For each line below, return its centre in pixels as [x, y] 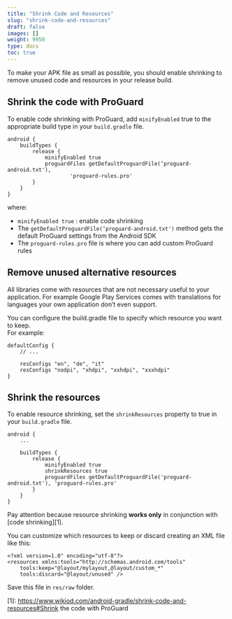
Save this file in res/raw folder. [51, 588]
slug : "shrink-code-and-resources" [59, 20]
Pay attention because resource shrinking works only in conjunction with [113, 515]
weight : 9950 [26, 40]
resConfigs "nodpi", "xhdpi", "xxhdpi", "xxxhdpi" [95, 370]
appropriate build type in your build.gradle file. [76, 126]
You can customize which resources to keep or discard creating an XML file [116, 536]
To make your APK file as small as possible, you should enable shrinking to [115, 72]
